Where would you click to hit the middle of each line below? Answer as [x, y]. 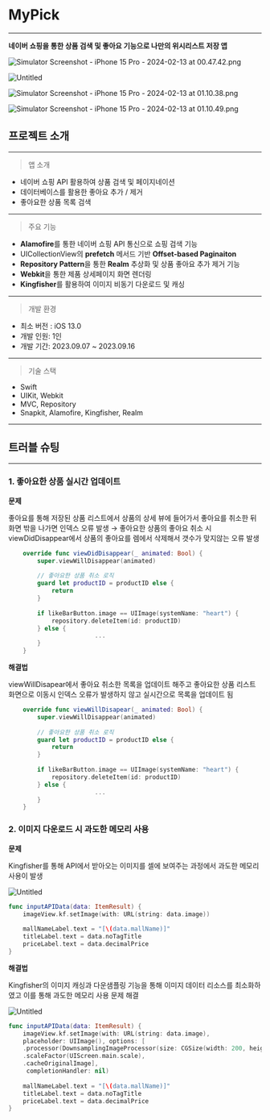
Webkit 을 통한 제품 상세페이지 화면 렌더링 [86, 274]
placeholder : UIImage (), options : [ [84, 1041]
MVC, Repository [48, 404]
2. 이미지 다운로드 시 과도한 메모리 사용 [79, 830]
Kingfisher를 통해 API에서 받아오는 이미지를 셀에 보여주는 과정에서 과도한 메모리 [134, 865]
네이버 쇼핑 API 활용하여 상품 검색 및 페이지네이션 [97, 181]
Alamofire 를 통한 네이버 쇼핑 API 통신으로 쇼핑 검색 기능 [109, 244]
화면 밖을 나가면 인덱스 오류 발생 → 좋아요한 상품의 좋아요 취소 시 [110, 528]
